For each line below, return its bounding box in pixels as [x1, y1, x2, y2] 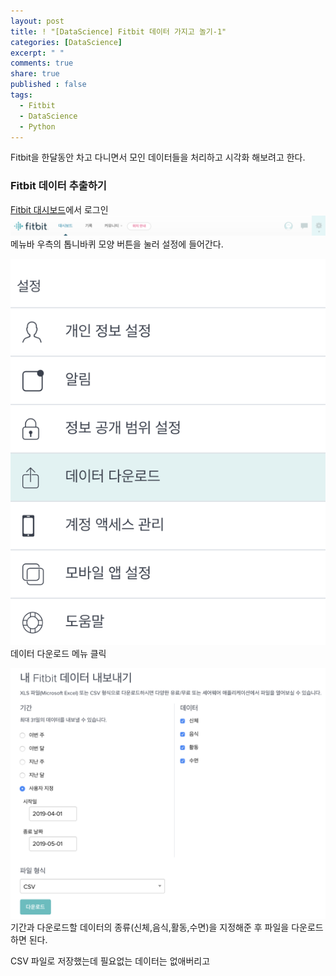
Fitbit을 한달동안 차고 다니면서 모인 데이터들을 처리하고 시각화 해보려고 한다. [10, 151, 306, 164]
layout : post [10, 16, 65, 26]
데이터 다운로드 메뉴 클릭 [10, 647, 107, 659]
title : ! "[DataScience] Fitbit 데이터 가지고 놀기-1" [10, 26, 227, 37]
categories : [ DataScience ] [10, 37, 123, 47]
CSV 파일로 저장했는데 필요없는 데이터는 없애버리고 [10, 955, 211, 967]
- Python [19, 121, 56, 132]
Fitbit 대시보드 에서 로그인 [10, 203, 109, 215]
